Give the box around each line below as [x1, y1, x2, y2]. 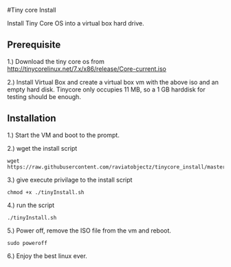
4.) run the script [7, 201, 55, 209]
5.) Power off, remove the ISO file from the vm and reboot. [7, 226, 172, 235]
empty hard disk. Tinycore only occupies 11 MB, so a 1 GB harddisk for [7, 85, 206, 94]
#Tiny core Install [7, 6, 56, 14]
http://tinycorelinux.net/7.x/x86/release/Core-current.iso [7, 65, 166, 73]
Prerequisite [7, 39, 61, 51]
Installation [7, 113, 56, 125]
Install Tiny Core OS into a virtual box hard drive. [7, 19, 144, 27]
